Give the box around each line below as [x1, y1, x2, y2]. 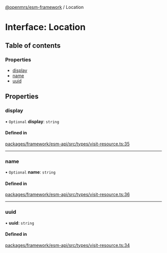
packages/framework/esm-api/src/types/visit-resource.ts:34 [5, 242, 130, 248]
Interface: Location [5, 22, 86, 33]
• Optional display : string [5, 119, 60, 125]
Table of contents [5, 41, 61, 50]
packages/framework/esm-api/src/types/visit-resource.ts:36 [5, 191, 130, 197]
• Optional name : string [5, 169, 56, 175]
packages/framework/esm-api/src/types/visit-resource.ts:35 [5, 141, 130, 147]
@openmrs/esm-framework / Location [5, 4, 84, 10]
